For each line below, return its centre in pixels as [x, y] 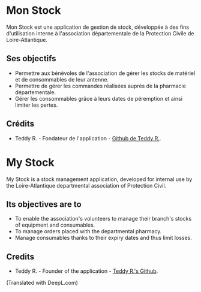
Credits [20, 256]
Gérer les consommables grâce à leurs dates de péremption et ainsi [99, 98]
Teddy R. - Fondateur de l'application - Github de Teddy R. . [88, 138]
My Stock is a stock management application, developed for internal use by [99, 179]
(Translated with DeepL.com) [42, 283]
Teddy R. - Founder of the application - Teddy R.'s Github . [86, 271]
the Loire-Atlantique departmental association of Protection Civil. [86, 185]
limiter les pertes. [36, 105]
